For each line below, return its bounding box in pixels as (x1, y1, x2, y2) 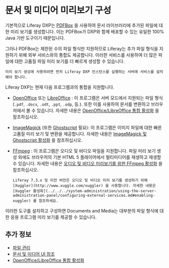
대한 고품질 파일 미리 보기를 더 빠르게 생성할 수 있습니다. (14, 58, 125, 64)
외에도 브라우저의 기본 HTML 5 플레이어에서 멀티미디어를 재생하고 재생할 (18, 154, 161, 160)
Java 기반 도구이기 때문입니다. (5, 35, 65, 41)
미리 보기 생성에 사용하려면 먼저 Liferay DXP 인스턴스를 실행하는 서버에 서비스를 (5, 69, 154, 74)
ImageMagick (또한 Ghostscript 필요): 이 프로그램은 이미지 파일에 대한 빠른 (12, 124, 162, 130)
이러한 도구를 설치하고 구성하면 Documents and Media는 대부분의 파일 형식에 (5, 207, 159, 213)
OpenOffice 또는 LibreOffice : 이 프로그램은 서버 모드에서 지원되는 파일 (12, 94, 154, 101)
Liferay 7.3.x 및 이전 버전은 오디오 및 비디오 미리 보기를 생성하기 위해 (12, 178, 148, 183)
